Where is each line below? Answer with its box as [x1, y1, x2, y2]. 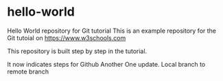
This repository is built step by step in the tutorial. [7, 47, 148, 55]
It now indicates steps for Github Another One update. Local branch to [7, 60, 206, 68]
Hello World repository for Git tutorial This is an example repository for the [7, 27, 217, 35]
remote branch [7, 67, 49, 76]
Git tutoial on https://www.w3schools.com [7, 33, 126, 42]
